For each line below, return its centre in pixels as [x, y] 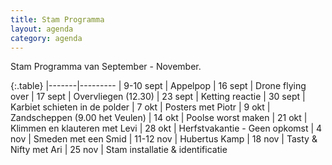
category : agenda [46, 38]
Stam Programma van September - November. [106, 67]
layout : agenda [42, 29]
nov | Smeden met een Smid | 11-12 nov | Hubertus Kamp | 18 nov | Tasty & [164, 139]
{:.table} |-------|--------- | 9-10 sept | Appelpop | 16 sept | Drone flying [158, 86]
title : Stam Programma [57, 19]
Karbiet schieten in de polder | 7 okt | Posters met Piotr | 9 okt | [140, 107]
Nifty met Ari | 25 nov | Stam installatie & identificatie [119, 150]
